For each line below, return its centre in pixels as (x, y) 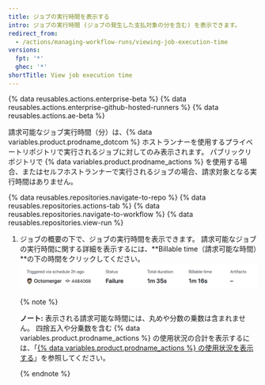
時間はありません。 (46, 181)
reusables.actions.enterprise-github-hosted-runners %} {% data (114, 107)
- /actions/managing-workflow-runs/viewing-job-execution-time (121, 42)
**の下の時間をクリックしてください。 (82, 258)
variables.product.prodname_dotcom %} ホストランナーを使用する (117, 142)
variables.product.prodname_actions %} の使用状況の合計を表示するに (135, 337)
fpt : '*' (30, 59)
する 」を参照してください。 (64, 357)
